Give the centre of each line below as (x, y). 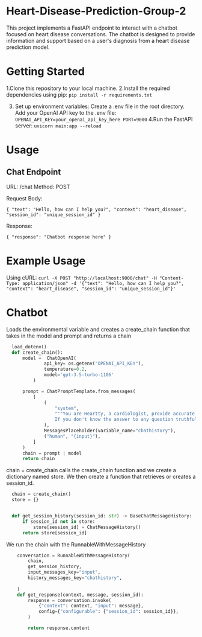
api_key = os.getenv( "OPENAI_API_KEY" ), (94, 363)
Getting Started (46, 72)
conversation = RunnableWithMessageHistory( (74, 555)
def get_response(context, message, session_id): (81, 595)
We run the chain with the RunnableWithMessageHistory (76, 544)
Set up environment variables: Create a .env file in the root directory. (100, 106)
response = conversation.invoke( (70, 600)
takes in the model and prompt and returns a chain (69, 336)
